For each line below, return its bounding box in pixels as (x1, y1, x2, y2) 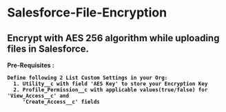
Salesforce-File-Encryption (7, 5, 167, 21)
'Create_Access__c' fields (22, 98, 100, 105)
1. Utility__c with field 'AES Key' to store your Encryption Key (13, 80, 208, 87)
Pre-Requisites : (7, 61, 54, 69)
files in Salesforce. (7, 43, 90, 54)
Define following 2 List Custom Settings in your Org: (7, 74, 168, 81)
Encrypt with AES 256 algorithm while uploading (7, 32, 220, 44)
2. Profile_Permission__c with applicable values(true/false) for (13, 87, 208, 93)
